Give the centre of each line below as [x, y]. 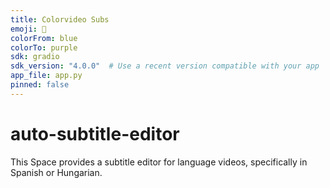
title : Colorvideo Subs [60, 19]
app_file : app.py [46, 76]
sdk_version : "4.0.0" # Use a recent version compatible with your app [165, 66]
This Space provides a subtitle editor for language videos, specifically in [159, 162]
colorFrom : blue [44, 38]
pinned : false [40, 85]
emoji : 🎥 [28, 29]
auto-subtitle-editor [95, 133]
